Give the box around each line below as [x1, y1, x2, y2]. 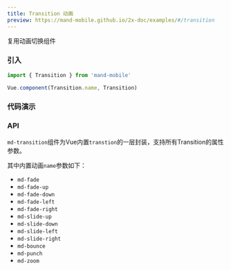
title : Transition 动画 [7, 10, 74, 17]
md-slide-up [17, 213, 52, 220]
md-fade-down [17, 191, 55, 198]
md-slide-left [17, 228, 58, 235]
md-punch [17, 250, 43, 257]
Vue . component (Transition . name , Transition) [7, 84, 138, 91]
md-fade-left [17, 199, 55, 205]
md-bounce [17, 242, 46, 250]
